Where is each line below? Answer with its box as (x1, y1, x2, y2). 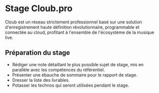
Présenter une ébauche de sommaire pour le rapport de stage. (12, 72, 138, 78)
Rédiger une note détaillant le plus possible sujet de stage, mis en (12, 61, 144, 67)
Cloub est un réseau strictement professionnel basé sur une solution (5, 19, 142, 25)
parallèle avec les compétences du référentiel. (12, 67, 105, 73)
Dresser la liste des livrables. (12, 77, 70, 83)
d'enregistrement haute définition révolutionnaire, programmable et (5, 24, 140, 30)
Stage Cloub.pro (5, 3, 73, 14)
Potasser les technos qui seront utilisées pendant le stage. (12, 82, 129, 88)
